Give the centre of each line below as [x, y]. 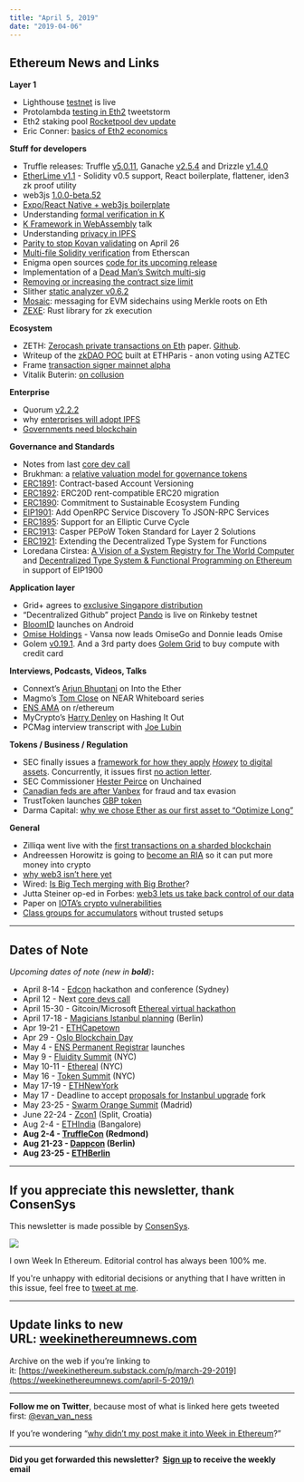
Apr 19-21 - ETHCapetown [71, 1028]
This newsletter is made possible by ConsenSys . [100, 1225]
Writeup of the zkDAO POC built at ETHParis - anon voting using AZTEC [156, 355]
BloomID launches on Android [78, 625]
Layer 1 [23, 85]
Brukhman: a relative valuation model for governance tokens [135, 474]
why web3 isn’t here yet [67, 875]
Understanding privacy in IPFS [79, 234]
